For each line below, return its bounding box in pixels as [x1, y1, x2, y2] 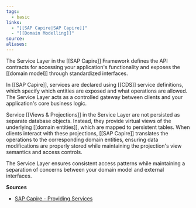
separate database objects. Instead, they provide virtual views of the [6, 117, 171, 124]
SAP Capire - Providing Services [14, 195, 93, 202]
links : [6, 19, 22, 25]
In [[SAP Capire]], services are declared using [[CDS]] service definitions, [6, 81, 184, 88]
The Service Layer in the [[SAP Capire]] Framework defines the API [6, 57, 168, 64]
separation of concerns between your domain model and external [6, 166, 164, 173]
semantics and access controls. [6, 148, 83, 155]
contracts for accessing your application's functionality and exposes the [6, 63, 180, 70]
